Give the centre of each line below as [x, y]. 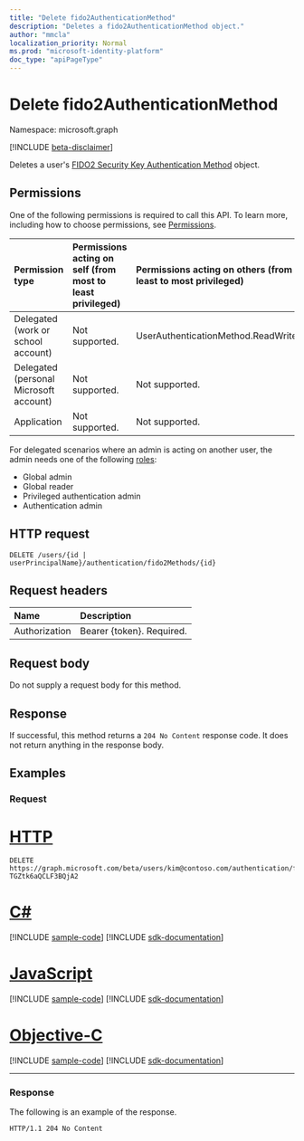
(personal [34, 378]
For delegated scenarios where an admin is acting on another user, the [141, 450]
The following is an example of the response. [93, 1112]
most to [89, 280]
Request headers [59, 590]
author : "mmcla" [40, 34]
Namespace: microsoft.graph [64, 129]
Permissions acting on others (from [214, 270]
